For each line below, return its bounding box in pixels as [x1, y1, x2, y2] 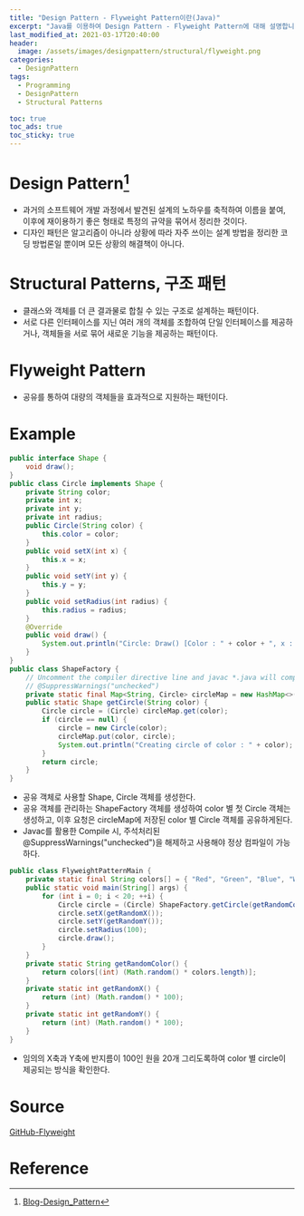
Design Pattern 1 [9, 170, 129, 194]
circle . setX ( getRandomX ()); [57, 909, 165, 918]
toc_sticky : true [9, 131, 75, 141]
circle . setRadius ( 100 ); [57, 926, 147, 935]
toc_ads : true [9, 122, 63, 131]
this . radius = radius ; [42, 605, 128, 615]
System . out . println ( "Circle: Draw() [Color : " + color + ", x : [42, 639, 294, 648]
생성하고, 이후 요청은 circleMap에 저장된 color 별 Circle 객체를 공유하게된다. [22, 814, 293, 825]
